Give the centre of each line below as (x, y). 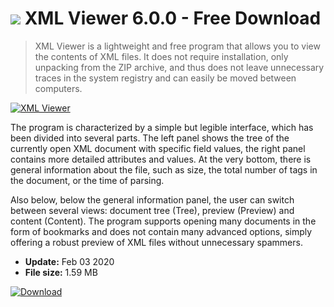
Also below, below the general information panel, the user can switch (152, 199)
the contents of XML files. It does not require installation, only (161, 56)
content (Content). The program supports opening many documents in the (163, 221)
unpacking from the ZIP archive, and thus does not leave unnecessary (179, 67)
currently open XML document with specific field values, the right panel (158, 148)
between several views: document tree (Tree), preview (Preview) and (152, 210)
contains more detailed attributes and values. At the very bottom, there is (161, 159)
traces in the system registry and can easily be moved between (165, 78)
